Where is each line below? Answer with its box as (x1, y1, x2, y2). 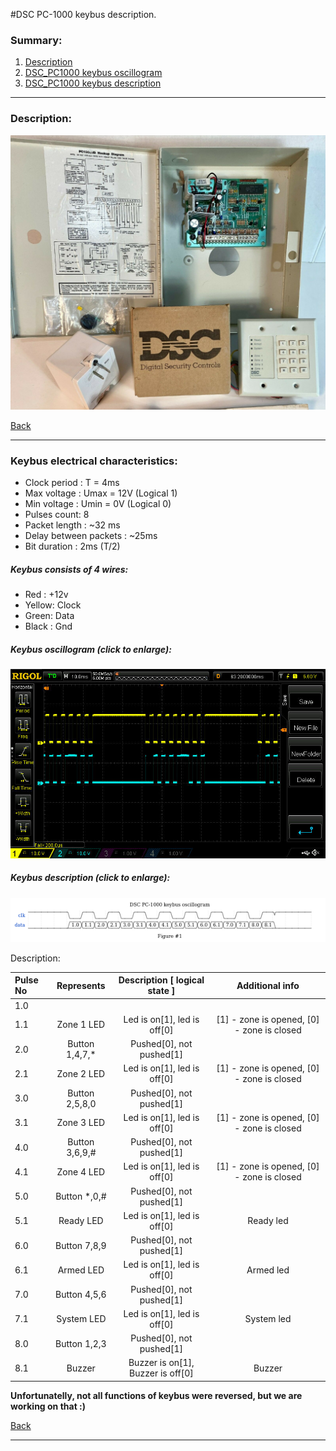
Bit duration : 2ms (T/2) (24, 540, 121, 553)
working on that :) (10, 1400, 87, 1412)
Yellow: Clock (24, 599, 82, 611)
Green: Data (24, 610, 75, 622)
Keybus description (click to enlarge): (10, 872, 171, 884)
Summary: (10, 33, 63, 47)
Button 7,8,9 (55, 1239, 107, 1251)
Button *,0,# (55, 1190, 107, 1203)
